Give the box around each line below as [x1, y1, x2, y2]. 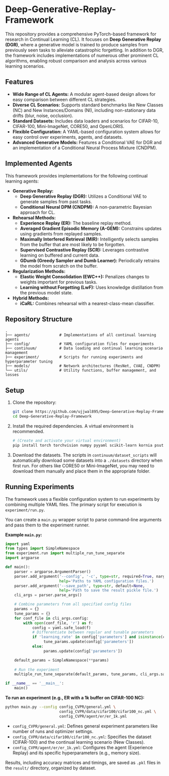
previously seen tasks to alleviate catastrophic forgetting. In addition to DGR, [5, 47, 164, 53]
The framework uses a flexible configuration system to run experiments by [5, 496, 160, 502]
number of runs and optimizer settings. [12, 728, 94, 734]
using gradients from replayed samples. [20, 230, 103, 236]
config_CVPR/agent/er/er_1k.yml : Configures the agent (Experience [12, 744, 153, 750]
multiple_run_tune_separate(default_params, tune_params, [14, 672, 138, 677]
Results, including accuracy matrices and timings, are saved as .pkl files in [5, 759, 161, 765]
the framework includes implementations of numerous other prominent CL [5, 52, 159, 58]
